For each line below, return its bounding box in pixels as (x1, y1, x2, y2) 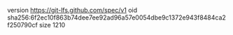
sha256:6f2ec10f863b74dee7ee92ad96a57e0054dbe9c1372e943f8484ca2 (7, 13, 226, 22)
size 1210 (39, 21, 66, 29)
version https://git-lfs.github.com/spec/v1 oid (7, 6, 138, 14)
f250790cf (7, 21, 38, 29)
